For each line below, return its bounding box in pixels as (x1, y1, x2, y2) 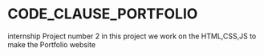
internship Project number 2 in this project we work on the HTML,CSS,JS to (7, 31, 257, 41)
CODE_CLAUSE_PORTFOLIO (7, 5, 198, 23)
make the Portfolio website (7, 39, 96, 49)
